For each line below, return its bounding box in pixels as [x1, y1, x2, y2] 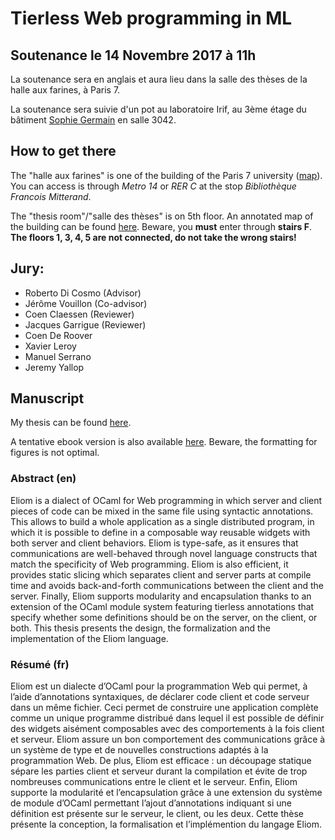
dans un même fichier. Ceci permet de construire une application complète [10, 702, 319, 714]
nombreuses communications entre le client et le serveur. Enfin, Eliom [10, 776, 298, 788]
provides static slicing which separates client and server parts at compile [10, 568, 312, 581]
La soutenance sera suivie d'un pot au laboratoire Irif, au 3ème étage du [10, 103, 307, 115]
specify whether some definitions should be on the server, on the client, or [10, 611, 318, 623]
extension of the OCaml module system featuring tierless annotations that [10, 600, 315, 612]
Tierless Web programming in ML [10, 7, 293, 30]
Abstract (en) [10, 472, 77, 486]
